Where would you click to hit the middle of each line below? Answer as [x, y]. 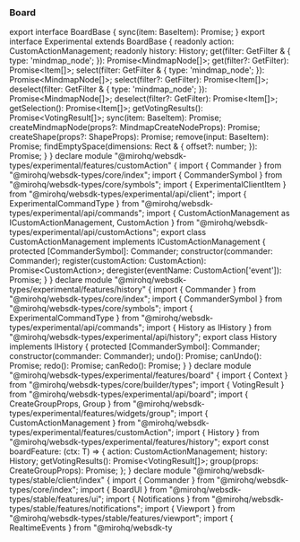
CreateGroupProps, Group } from [70, 404]
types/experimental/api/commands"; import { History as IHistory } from [141, 328]
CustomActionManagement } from [73, 423]
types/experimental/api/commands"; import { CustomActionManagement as [150, 214]
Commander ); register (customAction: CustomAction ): [108, 261]
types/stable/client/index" [57, 480]
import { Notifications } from [158, 499]
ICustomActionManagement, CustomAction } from [102, 223]
